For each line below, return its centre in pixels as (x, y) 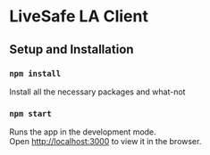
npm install (35, 73)
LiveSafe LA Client (79, 16)
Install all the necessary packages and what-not (97, 92)
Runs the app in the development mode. (83, 132)
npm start (30, 114)
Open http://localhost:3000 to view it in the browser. (105, 142)
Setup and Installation (71, 49)
